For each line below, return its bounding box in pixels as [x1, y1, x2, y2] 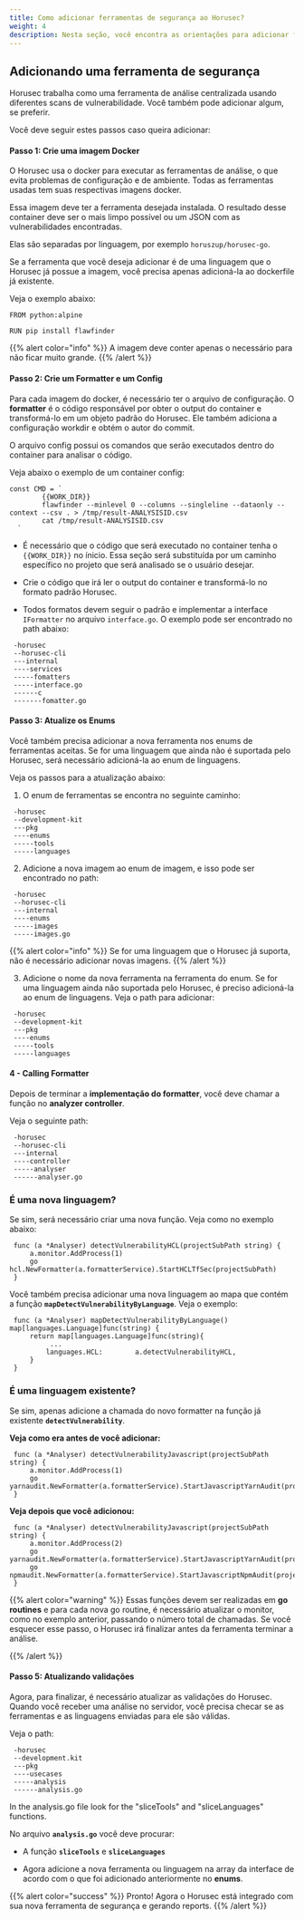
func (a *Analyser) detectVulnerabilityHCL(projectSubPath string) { [13, 1241, 281, 1250]
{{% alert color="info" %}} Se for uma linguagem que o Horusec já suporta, [9, 945, 291, 956]
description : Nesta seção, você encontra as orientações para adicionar [9, 30, 290, 39]
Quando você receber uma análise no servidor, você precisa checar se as [9, 1701, 285, 1712]
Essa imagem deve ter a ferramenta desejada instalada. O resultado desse [9, 202, 287, 213]
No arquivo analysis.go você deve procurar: [9, 1828, 175, 1839]
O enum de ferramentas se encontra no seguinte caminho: [22, 789, 242, 800]
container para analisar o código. [9, 449, 133, 460]
